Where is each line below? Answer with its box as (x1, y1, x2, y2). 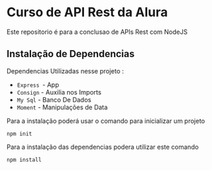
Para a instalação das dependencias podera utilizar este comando (6, 142, 199, 151)
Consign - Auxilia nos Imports (16, 87, 102, 96)
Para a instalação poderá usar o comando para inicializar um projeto (6, 116, 206, 125)
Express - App (16, 80, 59, 89)
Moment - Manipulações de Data (16, 103, 108, 111)
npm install (6, 156, 42, 163)
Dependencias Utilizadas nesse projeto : (6, 66, 124, 75)
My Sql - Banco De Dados (16, 95, 92, 104)
